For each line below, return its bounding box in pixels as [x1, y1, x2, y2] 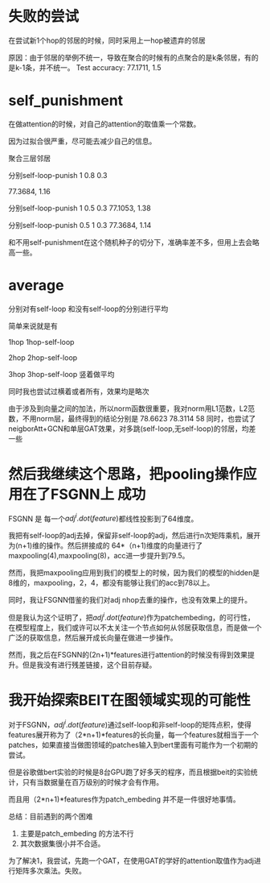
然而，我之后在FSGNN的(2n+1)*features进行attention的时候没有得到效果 [8, 650, 248, 660]
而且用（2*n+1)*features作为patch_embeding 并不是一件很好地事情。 [8, 794, 240, 804]
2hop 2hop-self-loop [8, 352, 78, 363]
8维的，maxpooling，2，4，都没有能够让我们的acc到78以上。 [8, 578, 215, 588]
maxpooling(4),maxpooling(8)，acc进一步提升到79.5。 [8, 551, 190, 561]
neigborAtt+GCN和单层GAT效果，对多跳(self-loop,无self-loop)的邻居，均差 [8, 424, 256, 433]
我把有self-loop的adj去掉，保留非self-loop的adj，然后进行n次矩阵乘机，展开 [8, 531, 261, 541]
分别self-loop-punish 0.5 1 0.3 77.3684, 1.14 [8, 220, 152, 230]
